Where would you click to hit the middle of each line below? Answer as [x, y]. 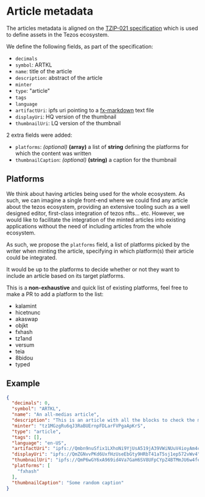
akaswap [27, 319]
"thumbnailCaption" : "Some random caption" [68, 483]
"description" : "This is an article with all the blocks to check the [103, 420]
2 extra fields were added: [39, 135]
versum [25, 345]
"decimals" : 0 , [31, 403]
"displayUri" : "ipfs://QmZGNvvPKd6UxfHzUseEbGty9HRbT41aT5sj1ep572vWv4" [106, 454]
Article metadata [50, 11]
